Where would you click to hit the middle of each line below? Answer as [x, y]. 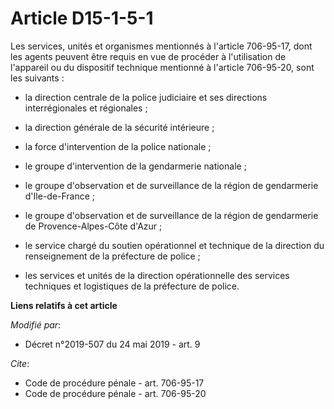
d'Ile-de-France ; [60, 196]
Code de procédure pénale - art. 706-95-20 [115, 393]
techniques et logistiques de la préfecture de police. [132, 286]
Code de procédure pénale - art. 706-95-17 [114, 383]
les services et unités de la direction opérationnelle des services [157, 275]
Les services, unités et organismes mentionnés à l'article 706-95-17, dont [161, 46]
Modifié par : [36, 324]
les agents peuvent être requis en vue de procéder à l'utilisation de [148, 56]
